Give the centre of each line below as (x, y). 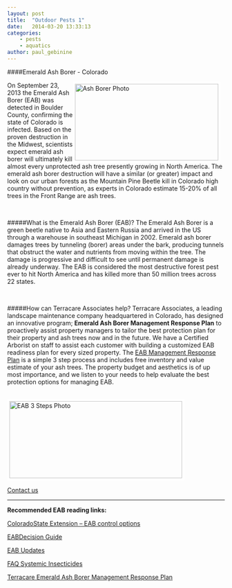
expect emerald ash (35, 151)
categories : (24, 33)
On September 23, (33, 85)
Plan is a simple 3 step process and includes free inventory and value (106, 359)
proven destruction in (38, 136)
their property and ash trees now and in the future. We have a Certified (108, 337)
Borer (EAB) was (31, 100)
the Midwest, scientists (40, 144)
